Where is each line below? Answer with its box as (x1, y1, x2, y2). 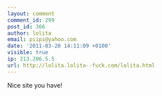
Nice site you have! (7, 81, 63, 89)
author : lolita (7, 29, 52, 37)
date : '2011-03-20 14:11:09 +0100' (7, 42, 112, 49)
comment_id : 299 (7, 17, 55, 24)
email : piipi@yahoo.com (7, 36, 77, 43)
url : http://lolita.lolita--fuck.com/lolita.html (7, 62, 156, 69)
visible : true (7, 49, 49, 56)
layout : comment (7, 10, 55, 17)
